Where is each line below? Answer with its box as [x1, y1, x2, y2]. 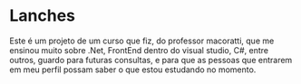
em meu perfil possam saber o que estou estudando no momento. [9, 64, 257, 75]
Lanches [9, 5, 75, 26]
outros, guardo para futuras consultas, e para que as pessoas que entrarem [9, 54, 293, 65]
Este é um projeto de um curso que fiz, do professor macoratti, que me [9, 35, 275, 46]
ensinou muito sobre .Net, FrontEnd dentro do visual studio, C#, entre [9, 44, 269, 55]
